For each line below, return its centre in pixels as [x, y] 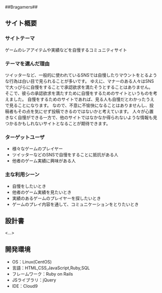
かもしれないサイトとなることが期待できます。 [64, 123]
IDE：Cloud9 [25, 286]
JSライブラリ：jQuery [34, 280]
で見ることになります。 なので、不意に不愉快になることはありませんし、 [77, 105]
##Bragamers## [21, 7]
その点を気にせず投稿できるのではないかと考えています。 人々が [81, 111]
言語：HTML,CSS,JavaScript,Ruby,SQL [51, 268]
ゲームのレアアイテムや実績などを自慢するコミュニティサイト [66, 50]
